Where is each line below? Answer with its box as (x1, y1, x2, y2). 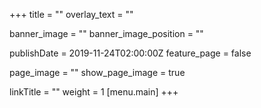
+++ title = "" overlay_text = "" (9, 9, 134, 20)
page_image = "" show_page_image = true (9, 67, 186, 78)
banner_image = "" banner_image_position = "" (9, 28, 204, 39)
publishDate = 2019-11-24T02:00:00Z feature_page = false (9, 47, 252, 59)
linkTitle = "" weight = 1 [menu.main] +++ (9, 86, 179, 98)
